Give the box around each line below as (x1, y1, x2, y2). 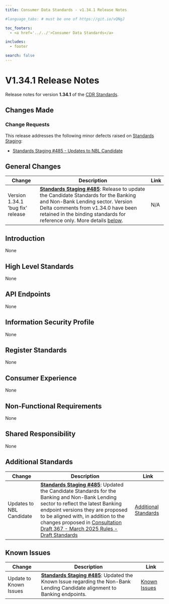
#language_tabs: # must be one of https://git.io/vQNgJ (5, 16, 125, 22)
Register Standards (5, 346, 67, 354)
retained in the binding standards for (40, 211, 126, 218)
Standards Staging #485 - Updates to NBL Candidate (12, 147, 123, 154)
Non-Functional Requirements (5, 402, 102, 410)
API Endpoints (5, 290, 51, 298)
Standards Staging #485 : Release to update (40, 186, 145, 193)
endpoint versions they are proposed (40, 506, 128, 513)
